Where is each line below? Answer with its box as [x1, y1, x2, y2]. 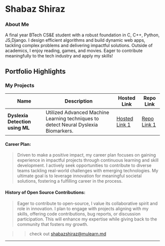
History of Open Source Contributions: [5, 189, 86, 195]
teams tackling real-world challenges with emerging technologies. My [17, 168, 159, 174]
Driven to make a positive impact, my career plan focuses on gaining [17, 152, 156, 158]
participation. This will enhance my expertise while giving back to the [17, 216, 157, 222]
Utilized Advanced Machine [46, 109, 110, 116]
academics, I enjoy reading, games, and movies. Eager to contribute [5, 48, 143, 54]
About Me [5, 21, 29, 28]
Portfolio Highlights [5, 67, 66, 76]
